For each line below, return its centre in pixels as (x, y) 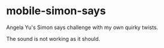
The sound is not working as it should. (53, 39)
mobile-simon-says (56, 11)
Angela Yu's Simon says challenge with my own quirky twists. (82, 27)
